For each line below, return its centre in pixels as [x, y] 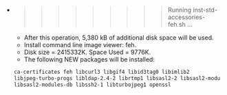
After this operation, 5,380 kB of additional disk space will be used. [119, 38]
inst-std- [205, 10]
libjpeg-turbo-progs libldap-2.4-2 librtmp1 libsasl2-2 [95, 78]
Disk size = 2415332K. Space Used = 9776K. [87, 52]
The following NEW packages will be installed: [89, 59]
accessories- [186, 17]
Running [180, 10]
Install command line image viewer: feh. [80, 45]
